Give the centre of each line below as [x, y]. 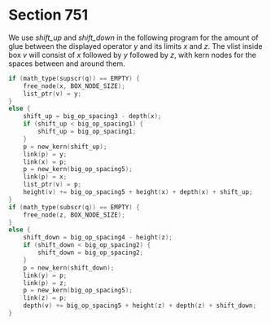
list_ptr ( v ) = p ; [52, 185]
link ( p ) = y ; [45, 154]
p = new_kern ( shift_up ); [65, 147]
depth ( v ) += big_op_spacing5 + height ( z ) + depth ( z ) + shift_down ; [140, 306]
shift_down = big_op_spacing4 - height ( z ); [98, 238]
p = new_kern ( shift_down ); [69, 268]
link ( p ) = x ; [45, 177]
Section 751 [48, 15]
